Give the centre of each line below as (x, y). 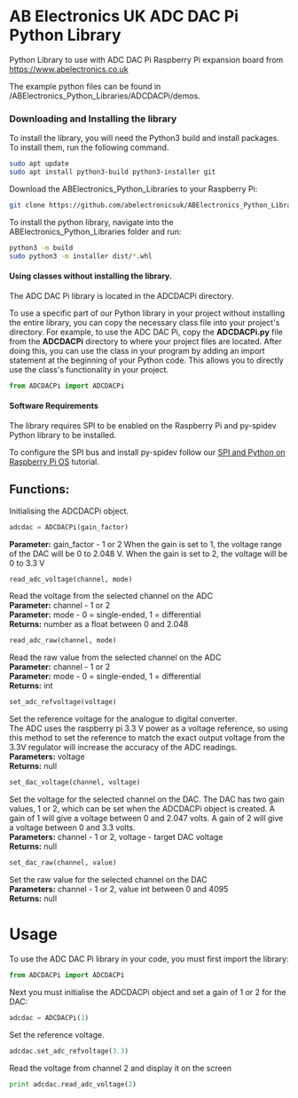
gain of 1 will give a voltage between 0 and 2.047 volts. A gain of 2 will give (146, 819)
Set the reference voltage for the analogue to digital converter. (123, 719)
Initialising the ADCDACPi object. (69, 511)
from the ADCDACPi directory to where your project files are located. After (145, 341)
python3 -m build (41, 247)
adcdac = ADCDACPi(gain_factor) (69, 527)
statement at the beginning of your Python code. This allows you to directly (146, 360)
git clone (27, 205)
